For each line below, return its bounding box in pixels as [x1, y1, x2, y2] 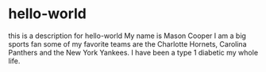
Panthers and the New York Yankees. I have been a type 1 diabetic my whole [8, 47, 259, 57]
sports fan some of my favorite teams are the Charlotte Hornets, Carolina [8, 39, 247, 48]
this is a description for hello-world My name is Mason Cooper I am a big [8, 31, 246, 40]
